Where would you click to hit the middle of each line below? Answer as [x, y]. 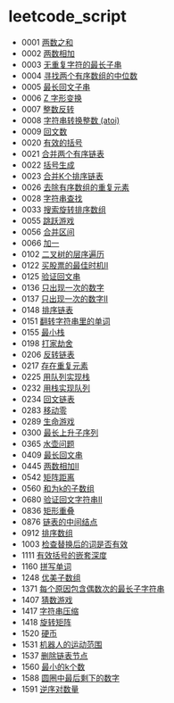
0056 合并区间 [48, 232]
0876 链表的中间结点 [59, 521]
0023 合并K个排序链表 [62, 176]
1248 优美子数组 [51, 577]
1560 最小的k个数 [53, 666]
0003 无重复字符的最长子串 [71, 64]
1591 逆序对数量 [50, 689]
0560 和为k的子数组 [58, 488]
